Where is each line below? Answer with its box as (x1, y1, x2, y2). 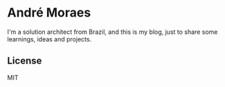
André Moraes (7, 5, 91, 21)
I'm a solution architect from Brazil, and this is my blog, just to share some (7, 28, 218, 36)
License (7, 55, 42, 67)
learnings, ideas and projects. (7, 35, 92, 43)
